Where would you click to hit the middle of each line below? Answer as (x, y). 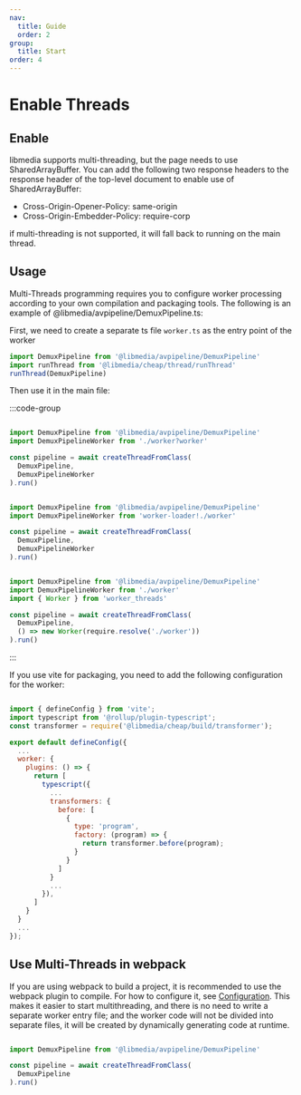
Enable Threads (70, 105)
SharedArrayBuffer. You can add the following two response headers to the (149, 170)
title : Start (42, 52)
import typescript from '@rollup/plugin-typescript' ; (113, 717)
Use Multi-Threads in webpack (98, 965)
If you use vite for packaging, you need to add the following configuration (146, 675)
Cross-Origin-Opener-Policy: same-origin (100, 206)
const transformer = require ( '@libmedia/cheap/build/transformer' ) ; (141, 726)
